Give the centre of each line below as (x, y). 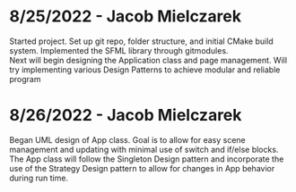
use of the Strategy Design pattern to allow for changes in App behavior (142, 168)
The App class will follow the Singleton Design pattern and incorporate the (147, 159)
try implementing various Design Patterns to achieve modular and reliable (145, 70)
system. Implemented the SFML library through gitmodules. (119, 50)
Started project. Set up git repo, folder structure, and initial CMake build (141, 41)
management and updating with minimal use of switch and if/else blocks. (144, 149)
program (25, 79)
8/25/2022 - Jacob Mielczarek (126, 17)
